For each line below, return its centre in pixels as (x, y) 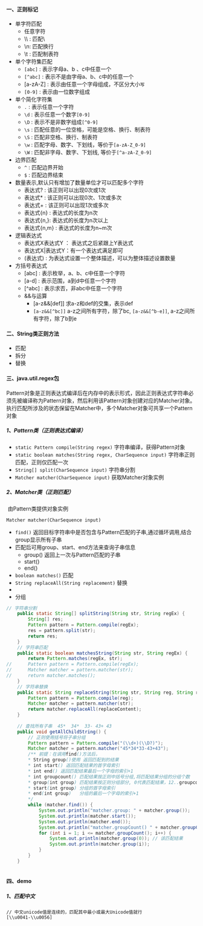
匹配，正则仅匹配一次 (41, 462)
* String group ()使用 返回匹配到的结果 (73, 760)
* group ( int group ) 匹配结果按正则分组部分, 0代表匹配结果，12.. (104, 782)
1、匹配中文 (21, 896)
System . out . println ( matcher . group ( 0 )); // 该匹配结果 (116, 839)
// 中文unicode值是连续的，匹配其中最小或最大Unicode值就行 (74, 912)
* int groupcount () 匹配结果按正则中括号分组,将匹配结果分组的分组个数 (109, 777)
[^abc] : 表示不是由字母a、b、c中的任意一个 (79, 77)
